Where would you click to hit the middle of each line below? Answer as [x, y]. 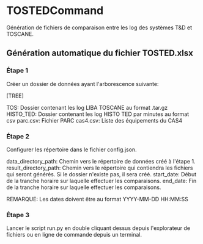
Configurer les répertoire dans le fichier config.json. [72, 149]
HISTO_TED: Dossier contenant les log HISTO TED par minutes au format [98, 114]
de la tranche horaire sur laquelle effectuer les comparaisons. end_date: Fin [102, 181]
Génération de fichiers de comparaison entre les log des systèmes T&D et [99, 27]
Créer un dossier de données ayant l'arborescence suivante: [83, 84]
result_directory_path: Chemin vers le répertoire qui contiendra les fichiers [100, 168]
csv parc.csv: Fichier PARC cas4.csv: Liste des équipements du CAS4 [94, 120]
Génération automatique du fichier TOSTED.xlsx [100, 53]
